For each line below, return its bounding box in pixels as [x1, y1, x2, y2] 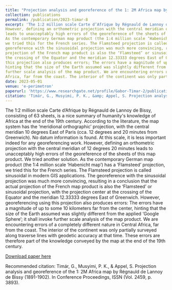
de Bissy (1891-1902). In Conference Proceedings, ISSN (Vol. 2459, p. [5, 274, 152, 280]
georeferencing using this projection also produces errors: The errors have [5, 200, 163, 206]
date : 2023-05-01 [5, 79, 42, 84]
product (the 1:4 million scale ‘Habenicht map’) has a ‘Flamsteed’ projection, [5, 162, 165, 168]
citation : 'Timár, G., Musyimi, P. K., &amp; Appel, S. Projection [5, 93, 153, 98]
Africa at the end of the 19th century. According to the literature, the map [5, 118, 159, 125]
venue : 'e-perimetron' [5, 84, 54, 89]
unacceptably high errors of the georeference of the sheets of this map [5, 151, 156, 157]
